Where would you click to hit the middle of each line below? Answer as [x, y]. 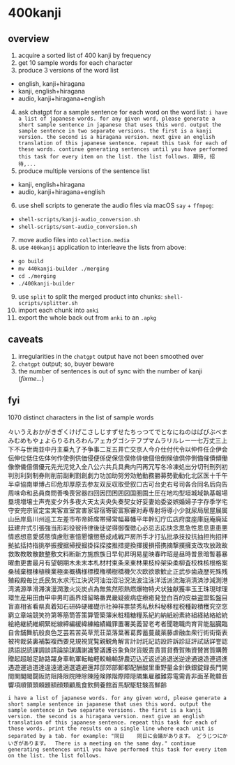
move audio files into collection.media [74, 240]
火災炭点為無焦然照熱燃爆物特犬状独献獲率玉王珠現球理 [148, 588]
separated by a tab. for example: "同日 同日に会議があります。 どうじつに [115, 736]
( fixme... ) [31, 378]
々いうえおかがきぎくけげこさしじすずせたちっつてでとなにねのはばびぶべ [115, 431]
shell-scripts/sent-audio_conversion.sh [77, 227]
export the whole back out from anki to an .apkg [87, 318]
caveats [26, 340]
